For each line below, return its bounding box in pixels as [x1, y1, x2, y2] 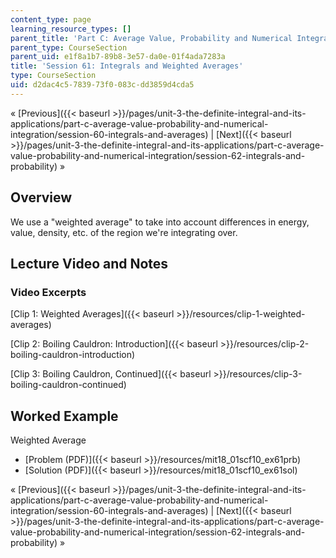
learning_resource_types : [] [10, 24, 132, 34]
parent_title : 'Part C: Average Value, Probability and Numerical [10, 33, 293, 43]
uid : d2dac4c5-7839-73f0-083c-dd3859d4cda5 [10, 80, 195, 90]
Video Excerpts [10, 285, 87, 299]
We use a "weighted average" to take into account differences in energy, [10, 216, 310, 228]
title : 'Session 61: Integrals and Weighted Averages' [10, 61, 244, 71]
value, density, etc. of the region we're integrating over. [10, 226, 238, 238]
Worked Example [10, 407, 119, 425]
